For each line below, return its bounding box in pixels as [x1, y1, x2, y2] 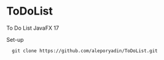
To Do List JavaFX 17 [6, 24, 60, 32]
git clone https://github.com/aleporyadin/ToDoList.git [12, 47, 158, 54]
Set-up [6, 36, 24, 43]
